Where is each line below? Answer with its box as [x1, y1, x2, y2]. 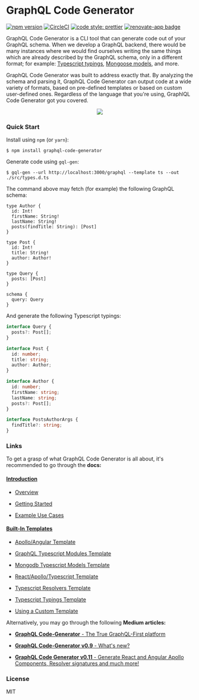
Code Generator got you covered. [6, 96, 89, 104]
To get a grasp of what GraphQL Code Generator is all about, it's [6, 455, 164, 462]
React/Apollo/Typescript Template [14, 573, 99, 580]
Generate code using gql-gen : [6, 158, 79, 165]
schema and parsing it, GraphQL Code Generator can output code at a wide [6, 78, 192, 85]
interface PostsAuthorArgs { [6, 417, 78, 422]
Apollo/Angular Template [14, 538, 76, 546]
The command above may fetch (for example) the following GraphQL [6, 185, 175, 193]
